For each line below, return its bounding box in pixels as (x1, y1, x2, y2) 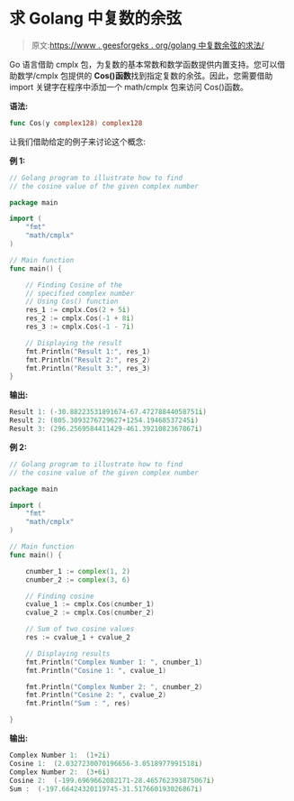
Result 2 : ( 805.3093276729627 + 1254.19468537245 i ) (9, 416, 200, 425)
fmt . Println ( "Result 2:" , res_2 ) (25, 355, 151, 364)
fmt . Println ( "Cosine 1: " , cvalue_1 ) (25, 666, 167, 675)
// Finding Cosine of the (25, 281, 123, 290)
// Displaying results (25, 649, 111, 658)
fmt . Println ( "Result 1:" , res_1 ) (25, 346, 151, 356)
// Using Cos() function (25, 297, 119, 307)
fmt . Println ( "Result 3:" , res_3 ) (25, 364, 151, 373)
